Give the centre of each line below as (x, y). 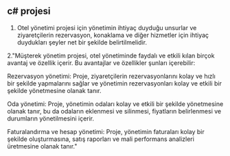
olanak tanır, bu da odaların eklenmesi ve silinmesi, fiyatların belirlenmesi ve (114, 111)
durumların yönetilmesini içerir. (51, 118)
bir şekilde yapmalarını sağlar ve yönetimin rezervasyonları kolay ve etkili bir (114, 83)
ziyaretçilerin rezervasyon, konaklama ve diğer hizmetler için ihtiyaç (113, 35)
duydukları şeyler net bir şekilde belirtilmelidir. (82, 42)
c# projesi (29, 11)
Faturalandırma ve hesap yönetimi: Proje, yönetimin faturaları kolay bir (106, 131)
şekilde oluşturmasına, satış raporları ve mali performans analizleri (101, 139)
